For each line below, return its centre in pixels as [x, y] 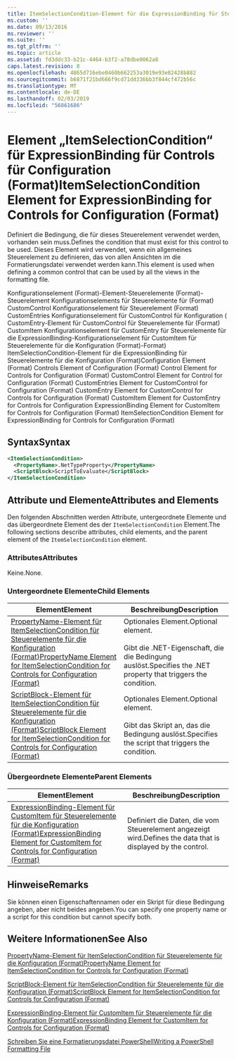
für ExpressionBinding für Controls [111, 155]
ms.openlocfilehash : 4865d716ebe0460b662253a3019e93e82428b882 [102, 72]
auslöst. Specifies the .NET [167, 665]
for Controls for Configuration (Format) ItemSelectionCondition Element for [116, 412]
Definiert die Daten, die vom [173, 820]
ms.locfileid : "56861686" [45, 106]
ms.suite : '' [26, 40]
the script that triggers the [167, 743]
